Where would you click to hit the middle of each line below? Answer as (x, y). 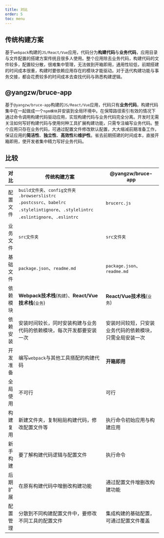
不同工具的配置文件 (41, 520)
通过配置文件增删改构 (130, 482)
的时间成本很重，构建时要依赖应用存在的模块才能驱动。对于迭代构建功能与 (80, 71)
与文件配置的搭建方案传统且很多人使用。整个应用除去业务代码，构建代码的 (80, 59)
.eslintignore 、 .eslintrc (49, 217)
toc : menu (15, 19)
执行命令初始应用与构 (130, 420)
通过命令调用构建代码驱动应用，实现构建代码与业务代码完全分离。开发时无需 (82, 117)
